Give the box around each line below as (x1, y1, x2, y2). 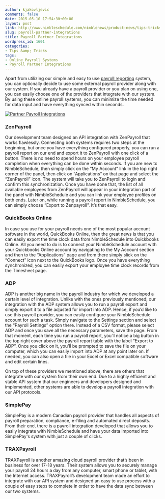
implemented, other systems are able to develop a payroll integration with (5, 384, 154, 390)
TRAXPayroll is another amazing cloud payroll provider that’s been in (5, 457, 144, 463)
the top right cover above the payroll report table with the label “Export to (5, 338, 153, 344)
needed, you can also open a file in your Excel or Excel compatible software (5, 354, 159, 360)
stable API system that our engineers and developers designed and (5, 379, 141, 385)
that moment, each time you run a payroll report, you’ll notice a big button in (5, 333, 159, 339)
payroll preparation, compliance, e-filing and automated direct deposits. (5, 418, 151, 424)
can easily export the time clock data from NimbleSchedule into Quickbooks (5, 236, 159, 242)
